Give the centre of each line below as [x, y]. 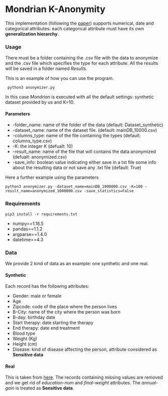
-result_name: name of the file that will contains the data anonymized [84, 151]
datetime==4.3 [28, 240]
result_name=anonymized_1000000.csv [44, 191]
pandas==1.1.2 [27, 229]
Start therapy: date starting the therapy [53, 323]
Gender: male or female [37, 296]
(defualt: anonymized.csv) [39, 157]
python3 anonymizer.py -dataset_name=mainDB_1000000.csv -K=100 [74, 187]
